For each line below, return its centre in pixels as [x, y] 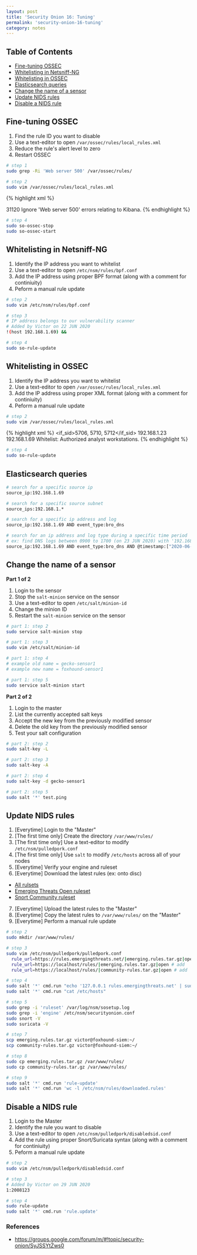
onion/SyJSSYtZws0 [39, 1246]
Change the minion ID [41, 609]
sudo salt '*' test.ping [36, 797]
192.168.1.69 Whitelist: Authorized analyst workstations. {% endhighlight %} [97, 439]
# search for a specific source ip [50, 487]
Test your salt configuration [48, 733]
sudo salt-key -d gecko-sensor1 [45, 781]
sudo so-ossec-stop [30, 226]
